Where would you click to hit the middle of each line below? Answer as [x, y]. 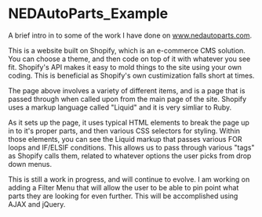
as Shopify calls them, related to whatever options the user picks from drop [130, 156]
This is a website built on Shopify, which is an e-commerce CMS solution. [127, 50]
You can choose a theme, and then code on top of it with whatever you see [129, 59]
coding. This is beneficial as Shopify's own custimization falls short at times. [131, 75]
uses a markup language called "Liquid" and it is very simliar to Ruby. [120, 107]
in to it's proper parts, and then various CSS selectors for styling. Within [124, 131]
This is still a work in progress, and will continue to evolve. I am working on [129, 179]
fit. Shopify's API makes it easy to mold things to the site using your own [125, 67]
